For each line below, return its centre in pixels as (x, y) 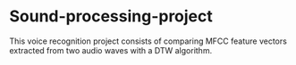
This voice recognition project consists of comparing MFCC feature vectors (148, 41)
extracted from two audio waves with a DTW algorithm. (111, 50)
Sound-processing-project (111, 16)
